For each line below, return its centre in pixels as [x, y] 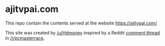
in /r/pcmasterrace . [25, 38]
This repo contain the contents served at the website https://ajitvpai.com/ [81, 23]
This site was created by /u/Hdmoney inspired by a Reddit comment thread [83, 32]
